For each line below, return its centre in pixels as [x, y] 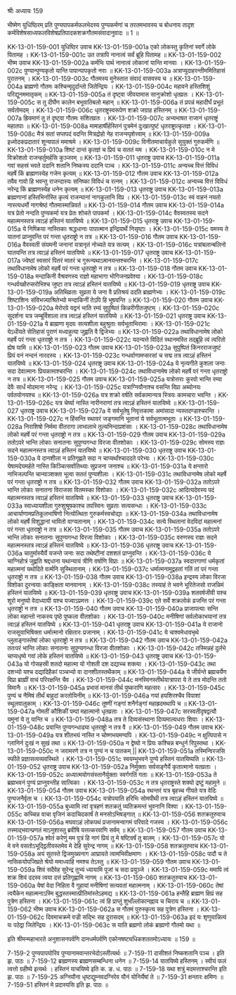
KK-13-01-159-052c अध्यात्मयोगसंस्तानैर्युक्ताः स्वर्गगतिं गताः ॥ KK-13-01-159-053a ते [112, 775]
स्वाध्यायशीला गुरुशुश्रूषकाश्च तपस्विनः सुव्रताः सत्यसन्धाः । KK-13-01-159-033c [115, 506]
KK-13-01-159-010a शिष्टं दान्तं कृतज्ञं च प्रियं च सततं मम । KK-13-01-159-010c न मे [111, 150]
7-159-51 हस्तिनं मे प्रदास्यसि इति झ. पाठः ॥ [58, 985]
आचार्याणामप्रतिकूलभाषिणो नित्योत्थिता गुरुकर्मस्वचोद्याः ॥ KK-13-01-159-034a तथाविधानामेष [112, 514]
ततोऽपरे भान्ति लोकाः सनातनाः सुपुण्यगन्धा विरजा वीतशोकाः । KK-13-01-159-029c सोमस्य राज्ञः [116, 442]
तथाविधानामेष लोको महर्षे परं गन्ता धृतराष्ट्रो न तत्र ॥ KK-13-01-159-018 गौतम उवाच [102, 268]
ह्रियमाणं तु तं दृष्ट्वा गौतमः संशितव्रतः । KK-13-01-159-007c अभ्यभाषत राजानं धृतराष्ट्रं [121, 118]
